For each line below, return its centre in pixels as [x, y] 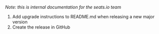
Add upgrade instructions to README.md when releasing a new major [83, 17]
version [20, 22]
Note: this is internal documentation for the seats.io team [63, 7]
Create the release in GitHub [41, 27]
